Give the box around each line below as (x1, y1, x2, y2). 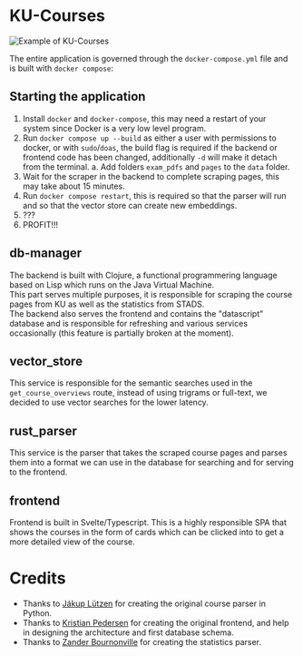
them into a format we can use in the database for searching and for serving (9, 457, 295, 468)
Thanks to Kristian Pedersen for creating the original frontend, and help (22, 617, 289, 628)
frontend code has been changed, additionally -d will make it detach (22, 152, 278, 162)
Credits (9, 568, 66, 589)
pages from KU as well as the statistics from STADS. (9, 299, 205, 309)
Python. (22, 607, 53, 618)
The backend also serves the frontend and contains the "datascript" (9, 308, 264, 318)
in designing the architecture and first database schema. (22, 627, 234, 638)
